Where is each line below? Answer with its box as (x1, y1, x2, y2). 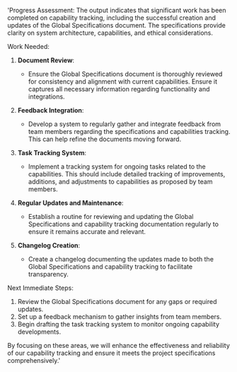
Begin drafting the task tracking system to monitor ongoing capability (17, 320, 219, 328)
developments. (17, 327, 62, 336)
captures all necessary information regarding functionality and (28, 85, 210, 93)
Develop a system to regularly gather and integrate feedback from (28, 120, 221, 128)
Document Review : (17, 56, 75, 64)
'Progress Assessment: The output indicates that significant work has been (7, 6, 226, 14)
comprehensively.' (7, 356, 61, 364)
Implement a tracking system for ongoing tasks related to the (28, 162, 207, 171)
